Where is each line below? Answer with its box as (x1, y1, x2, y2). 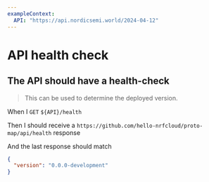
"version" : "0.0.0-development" (13, 162, 109, 169)
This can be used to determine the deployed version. (24, 93, 178, 102)
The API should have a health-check (7, 75, 170, 87)
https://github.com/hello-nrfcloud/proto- (76, 122, 203, 129)
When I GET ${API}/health (7, 107, 82, 116)
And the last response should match (7, 142, 112, 150)
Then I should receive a (7, 121, 75, 129)
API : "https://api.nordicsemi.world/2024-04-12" (13, 17, 159, 24)
